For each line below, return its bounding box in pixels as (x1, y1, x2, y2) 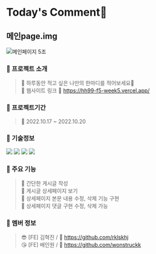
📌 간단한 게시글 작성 (20, 180, 68, 187)
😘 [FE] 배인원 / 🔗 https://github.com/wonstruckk (20, 241, 142, 249)
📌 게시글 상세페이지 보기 (20, 187, 78, 195)
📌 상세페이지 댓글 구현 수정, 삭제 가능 (20, 202, 108, 210)
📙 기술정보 (6, 134, 35, 142)
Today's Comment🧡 (6, 5, 107, 19)
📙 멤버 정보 (6, 219, 36, 227)
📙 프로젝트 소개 (6, 65, 48, 73)
